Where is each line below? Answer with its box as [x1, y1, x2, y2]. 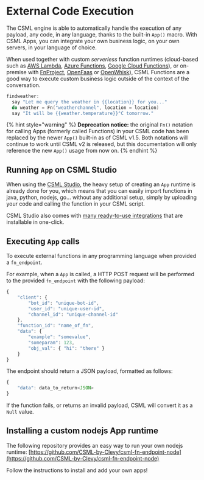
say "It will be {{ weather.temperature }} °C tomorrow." [12, 110, 154, 116]
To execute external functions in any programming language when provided [6, 252, 197, 260]
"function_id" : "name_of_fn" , [17, 322, 94, 329]
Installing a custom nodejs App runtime [6, 426, 158, 436]
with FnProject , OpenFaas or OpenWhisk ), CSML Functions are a [27, 68, 190, 75]
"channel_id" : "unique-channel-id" [28, 311, 119, 318]
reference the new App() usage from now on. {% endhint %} [6, 147, 158, 155]
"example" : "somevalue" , [28, 334, 91, 340]
